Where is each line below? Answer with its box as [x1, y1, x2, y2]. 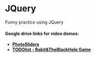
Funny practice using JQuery [5, 19, 64, 25]
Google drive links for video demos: [5, 30, 79, 36]
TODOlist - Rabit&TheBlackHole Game [12, 47, 91, 53]
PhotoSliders [12, 41, 40, 47]
